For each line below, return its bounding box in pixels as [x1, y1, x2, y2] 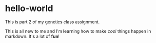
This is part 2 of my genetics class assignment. [5, 19, 100, 25]
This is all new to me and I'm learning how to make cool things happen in [5, 28, 151, 34]
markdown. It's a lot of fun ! [5, 33, 60, 39]
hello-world [5, 3, 54, 14]
